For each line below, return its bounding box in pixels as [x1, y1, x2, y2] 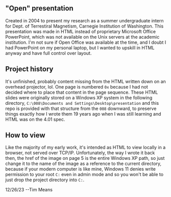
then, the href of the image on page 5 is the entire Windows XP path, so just [5, 155, 165, 161]
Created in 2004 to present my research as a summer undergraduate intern [5, 17, 164, 23]
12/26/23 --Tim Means [5, 187, 53, 193]
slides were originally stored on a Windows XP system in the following [5, 94, 153, 101]
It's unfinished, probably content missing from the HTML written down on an [5, 78, 166, 85]
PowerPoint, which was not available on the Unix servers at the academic [5, 34, 160, 40]
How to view [5, 131, 45, 139]
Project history [5, 65, 54, 73]
